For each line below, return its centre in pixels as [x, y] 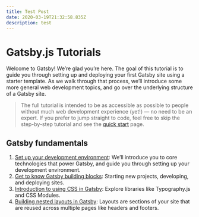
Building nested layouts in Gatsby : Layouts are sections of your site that [102, 202]
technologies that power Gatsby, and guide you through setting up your [102, 163]
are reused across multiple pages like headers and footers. [87, 208]
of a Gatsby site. [26, 94]
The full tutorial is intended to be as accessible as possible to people [105, 105]
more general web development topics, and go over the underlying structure [99, 87]
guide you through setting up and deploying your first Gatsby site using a [96, 75]
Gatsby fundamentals [47, 143]
